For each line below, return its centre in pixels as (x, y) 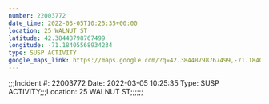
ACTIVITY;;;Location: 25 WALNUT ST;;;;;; (76, 91)
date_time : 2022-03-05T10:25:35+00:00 (73, 23)
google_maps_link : (39, 61)
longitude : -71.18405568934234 (60, 46)
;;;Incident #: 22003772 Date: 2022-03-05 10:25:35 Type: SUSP (114, 83)
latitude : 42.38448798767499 (57, 38)
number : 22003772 (37, 16)
